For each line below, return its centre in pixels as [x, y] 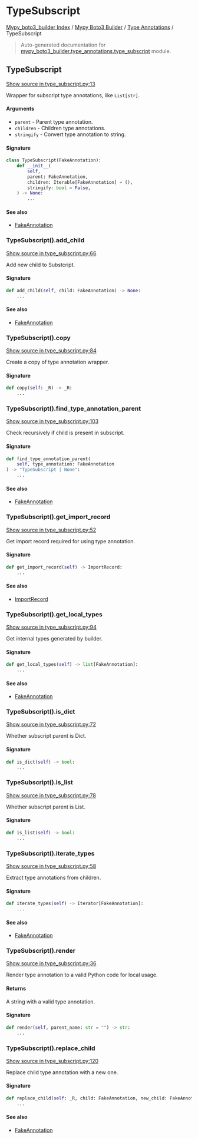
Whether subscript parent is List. [46, 807]
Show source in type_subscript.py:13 [51, 84]
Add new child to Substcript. [41, 265]
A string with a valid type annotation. [51, 1001]
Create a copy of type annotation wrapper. [58, 362]
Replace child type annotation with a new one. [62, 1072]
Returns [16, 989]
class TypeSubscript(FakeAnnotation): [54, 160]
